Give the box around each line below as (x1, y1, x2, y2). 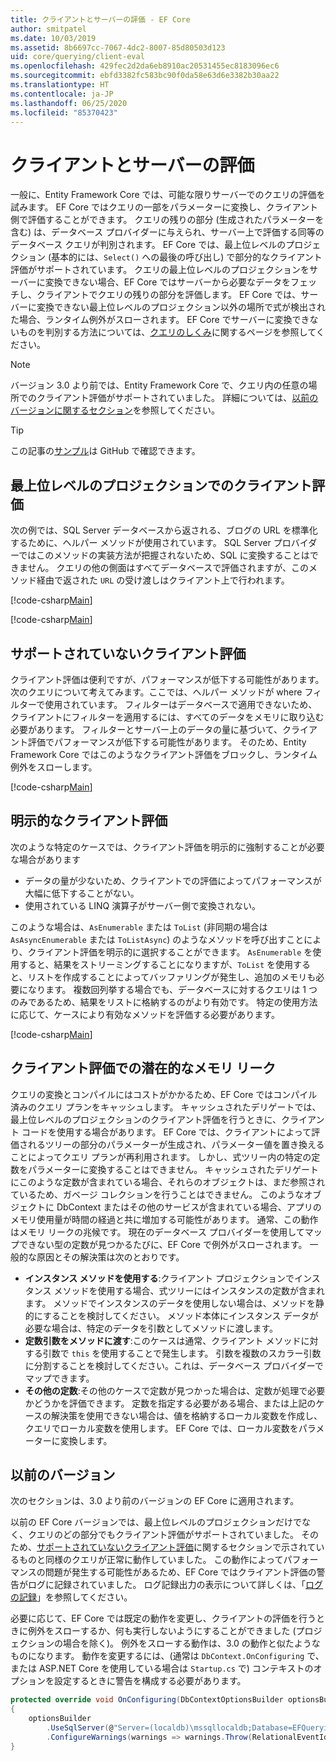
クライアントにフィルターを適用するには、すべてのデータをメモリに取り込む (10, 711, 325, 723)
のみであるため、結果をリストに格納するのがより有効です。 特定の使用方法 (10, 996, 318, 1008)
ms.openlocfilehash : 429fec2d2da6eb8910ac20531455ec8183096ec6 (10, 61, 280, 71)
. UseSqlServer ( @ (46, 1723, 114, 1733)
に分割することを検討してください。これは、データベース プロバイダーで (24, 1359, 324, 1371)
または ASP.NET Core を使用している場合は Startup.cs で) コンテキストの (10, 1662, 314, 1675)
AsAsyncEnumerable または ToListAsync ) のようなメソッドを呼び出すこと (10, 933, 305, 945)
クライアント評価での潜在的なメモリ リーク (10, 1060, 277, 1077)
